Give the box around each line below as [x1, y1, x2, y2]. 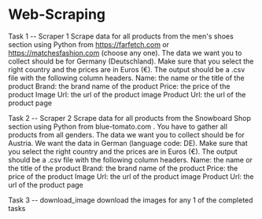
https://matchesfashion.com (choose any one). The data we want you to [8, 48, 242, 57]
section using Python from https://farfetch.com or [8, 39, 170, 49]
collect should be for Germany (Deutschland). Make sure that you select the [8, 57, 254, 66]
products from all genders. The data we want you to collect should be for [8, 130, 245, 139]
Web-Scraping [8, 5, 106, 24]
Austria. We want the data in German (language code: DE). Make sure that [8, 138, 248, 148]
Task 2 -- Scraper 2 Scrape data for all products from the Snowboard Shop [8, 113, 252, 122]
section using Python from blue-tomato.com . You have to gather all [8, 122, 228, 131]
